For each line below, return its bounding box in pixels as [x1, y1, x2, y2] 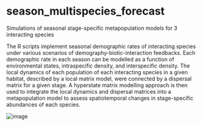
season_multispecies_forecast [6, 4, 165, 18]
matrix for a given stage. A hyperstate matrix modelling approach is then [6, 81, 187, 89]
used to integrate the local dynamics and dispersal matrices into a [6, 88, 172, 95]
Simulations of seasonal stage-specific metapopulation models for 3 [6, 24, 178, 32]
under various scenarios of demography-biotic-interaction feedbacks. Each [6, 49, 196, 56]
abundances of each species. [6, 100, 81, 108]
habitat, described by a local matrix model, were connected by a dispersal [6, 75, 192, 82]
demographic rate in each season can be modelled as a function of [6, 55, 175, 63]
